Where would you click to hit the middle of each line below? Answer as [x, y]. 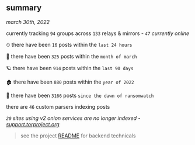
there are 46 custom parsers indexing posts [58, 106]
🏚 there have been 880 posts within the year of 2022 [70, 82]
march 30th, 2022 [28, 22]
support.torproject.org [33, 124]
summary [24, 8]
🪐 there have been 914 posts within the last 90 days [70, 68]
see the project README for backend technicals [78, 136]
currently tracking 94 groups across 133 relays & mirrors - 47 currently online [98, 33]
